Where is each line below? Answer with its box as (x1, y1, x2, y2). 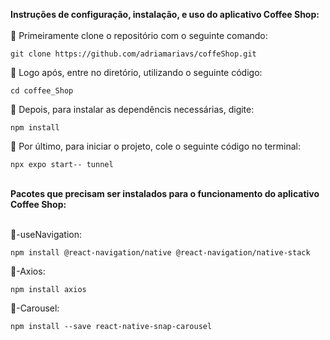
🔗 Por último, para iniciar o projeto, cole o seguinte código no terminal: (10, 140, 301, 152)
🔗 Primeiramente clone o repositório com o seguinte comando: (10, 30, 268, 41)
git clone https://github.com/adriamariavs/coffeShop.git (10, 49, 257, 59)
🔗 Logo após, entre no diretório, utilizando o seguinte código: (10, 67, 263, 78)
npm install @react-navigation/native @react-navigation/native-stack (10, 248, 311, 258)
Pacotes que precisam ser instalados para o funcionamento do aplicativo (10, 188, 320, 199)
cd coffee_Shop (10, 86, 74, 96)
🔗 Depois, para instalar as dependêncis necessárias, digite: (10, 104, 255, 115)
